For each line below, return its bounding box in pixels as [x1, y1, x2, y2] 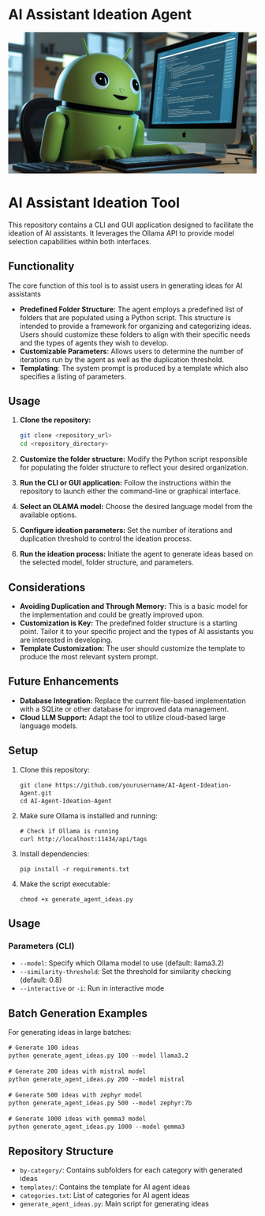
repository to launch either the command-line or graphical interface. [19, 486, 241, 496]
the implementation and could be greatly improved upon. [19, 610, 205, 620]
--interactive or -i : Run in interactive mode [19, 984, 165, 993]
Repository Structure [8, 1144, 114, 1157]
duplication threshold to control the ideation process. [19, 534, 192, 543]
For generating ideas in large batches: [8, 1028, 132, 1037]
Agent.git [19, 789, 53, 797]
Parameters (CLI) [8, 940, 75, 951]
